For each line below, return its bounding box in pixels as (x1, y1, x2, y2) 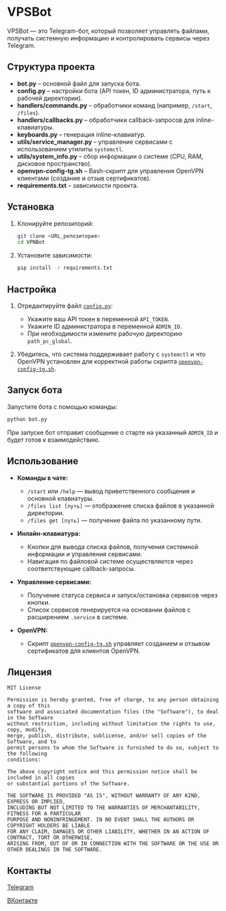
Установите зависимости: (16, 251, 92, 260)
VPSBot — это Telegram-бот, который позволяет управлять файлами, (7, 27, 210, 35)
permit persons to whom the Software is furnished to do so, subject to (7, 745, 219, 751)
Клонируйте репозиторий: (16, 219, 94, 227)
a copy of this (7, 703, 51, 710)
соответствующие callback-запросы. (27, 564, 136, 573)
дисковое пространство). (16, 159, 92, 168)
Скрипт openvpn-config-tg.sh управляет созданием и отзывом (27, 639, 210, 647)
